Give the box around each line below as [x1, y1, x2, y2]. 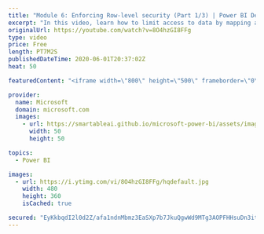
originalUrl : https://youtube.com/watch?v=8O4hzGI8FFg [8, 26, 192, 34]
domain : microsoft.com [15, 105, 90, 114]
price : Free [8, 41, 47, 49]
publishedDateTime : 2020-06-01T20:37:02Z [8, 56, 146, 64]
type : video [8, 33, 47, 42]
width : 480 [22, 185, 58, 193]
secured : [8, 214, 37, 221]
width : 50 [28, 127, 61, 136]
